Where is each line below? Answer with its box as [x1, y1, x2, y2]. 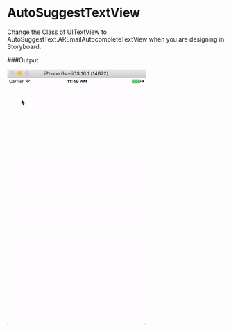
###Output [7, 55, 39, 64]
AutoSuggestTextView [7, 5, 141, 21]
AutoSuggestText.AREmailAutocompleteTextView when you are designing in [7, 35, 225, 43]
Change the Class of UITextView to [7, 28, 108, 36]
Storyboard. [7, 42, 42, 51]
